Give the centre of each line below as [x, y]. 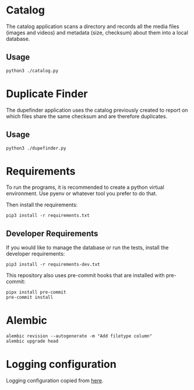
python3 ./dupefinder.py [36, 148]
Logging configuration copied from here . [55, 381]
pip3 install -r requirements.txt [48, 216]
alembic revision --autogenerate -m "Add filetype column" [79, 336]
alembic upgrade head [32, 341]
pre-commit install [30, 298]
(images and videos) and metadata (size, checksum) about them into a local [97, 32]
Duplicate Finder [47, 94]
